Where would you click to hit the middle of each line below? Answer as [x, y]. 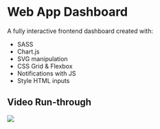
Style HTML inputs [43, 80]
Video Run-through [49, 103]
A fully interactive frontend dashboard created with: [80, 31]
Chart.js [28, 51]
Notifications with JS [46, 73]
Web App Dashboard [68, 12]
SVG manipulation [42, 58]
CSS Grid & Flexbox [45, 66]
